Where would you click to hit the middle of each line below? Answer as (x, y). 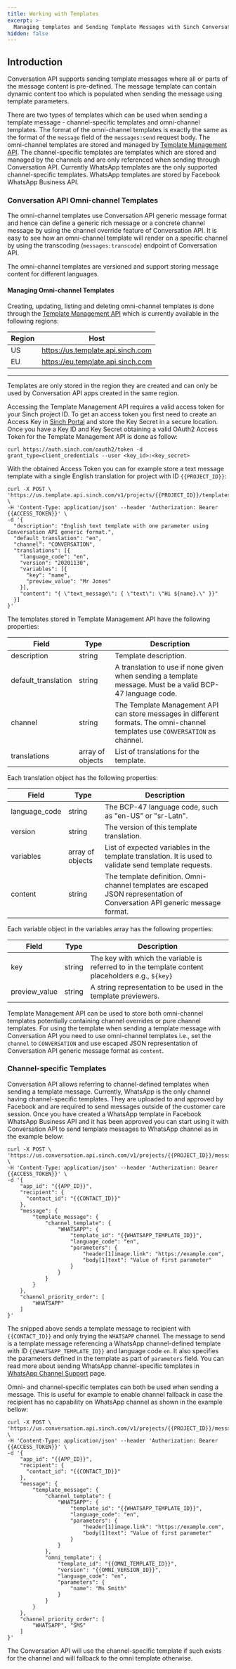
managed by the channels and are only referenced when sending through (114, 160)
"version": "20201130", (55, 563)
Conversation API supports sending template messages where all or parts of (118, 79)
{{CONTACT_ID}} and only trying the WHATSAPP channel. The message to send (116, 1336)
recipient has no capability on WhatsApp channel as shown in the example (115, 1402)
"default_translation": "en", (58, 538)
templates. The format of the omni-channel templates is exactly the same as (118, 130)
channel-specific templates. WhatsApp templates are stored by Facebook (114, 175)
